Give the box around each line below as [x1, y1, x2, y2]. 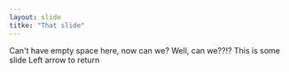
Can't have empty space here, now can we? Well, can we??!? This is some [9, 45, 281, 55]
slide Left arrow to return [9, 54, 100, 65]
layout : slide [9, 12, 62, 22]
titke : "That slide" [9, 21, 86, 30]
